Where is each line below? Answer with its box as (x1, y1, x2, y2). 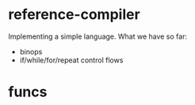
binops (19, 47, 43, 56)
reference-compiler (8, 6, 140, 24)
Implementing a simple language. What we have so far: (8, 32, 188, 41)
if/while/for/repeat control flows (19, 55, 124, 65)
